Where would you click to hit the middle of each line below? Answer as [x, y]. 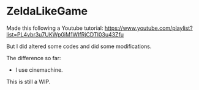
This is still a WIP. [28, 81]
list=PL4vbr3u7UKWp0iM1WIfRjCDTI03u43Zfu [65, 34]
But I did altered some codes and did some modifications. [79, 46]
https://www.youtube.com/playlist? [148, 28]
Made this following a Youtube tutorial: [55, 28]
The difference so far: [34, 58]
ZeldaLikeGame [47, 11]
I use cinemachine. [39, 70]
